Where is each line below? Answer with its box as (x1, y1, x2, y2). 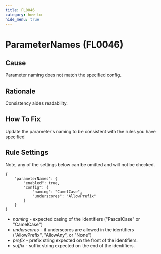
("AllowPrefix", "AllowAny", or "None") (12, 232, 92, 238)
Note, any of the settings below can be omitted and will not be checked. (5, 161, 155, 167)
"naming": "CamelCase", (32, 189, 83, 194)
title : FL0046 (5, 7, 35, 13)
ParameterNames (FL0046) (5, 38, 124, 50)
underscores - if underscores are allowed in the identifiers (12, 226, 134, 233)
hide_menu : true (5, 17, 39, 22)
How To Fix (5, 115, 41, 123)
